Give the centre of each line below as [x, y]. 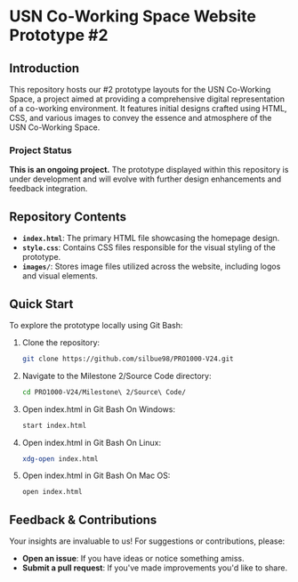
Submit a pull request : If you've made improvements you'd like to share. [154, 568]
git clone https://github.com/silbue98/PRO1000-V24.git [128, 359]
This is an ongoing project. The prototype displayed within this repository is [149, 170]
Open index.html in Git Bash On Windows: [99, 409]
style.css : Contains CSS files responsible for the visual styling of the [149, 247]
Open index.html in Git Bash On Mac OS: [96, 476]
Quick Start [41, 304]
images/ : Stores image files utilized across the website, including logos [151, 267]
